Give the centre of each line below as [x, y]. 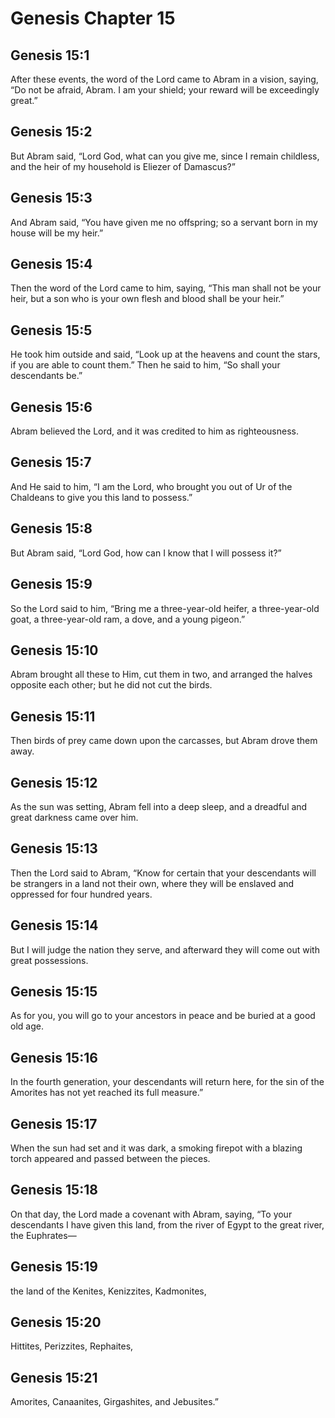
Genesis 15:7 [51, 462]
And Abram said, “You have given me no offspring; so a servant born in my [164, 222]
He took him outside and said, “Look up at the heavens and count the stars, [165, 354]
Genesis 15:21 [54, 1377]
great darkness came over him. [74, 817]
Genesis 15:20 [56, 1322]
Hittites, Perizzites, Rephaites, [72, 1346]
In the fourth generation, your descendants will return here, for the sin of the [167, 1082]
